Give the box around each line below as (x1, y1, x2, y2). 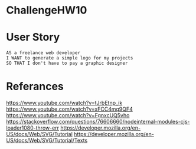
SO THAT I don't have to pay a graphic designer (6, 60, 128, 67)
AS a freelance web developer (6, 50, 81, 56)
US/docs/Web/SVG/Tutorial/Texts (6, 137, 88, 144)
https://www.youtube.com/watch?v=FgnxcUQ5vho (6, 112, 130, 119)
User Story (6, 31, 60, 44)
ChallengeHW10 (6, 4, 87, 17)
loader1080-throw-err (6, 124, 60, 131)
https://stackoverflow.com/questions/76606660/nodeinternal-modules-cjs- (6, 118, 190, 125)
